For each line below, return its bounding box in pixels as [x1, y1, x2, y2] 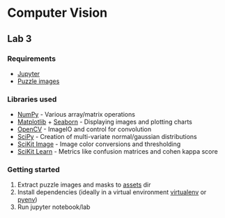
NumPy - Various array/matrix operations [17, 110, 136, 119]
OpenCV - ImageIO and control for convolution [17, 125, 152, 133]
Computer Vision [7, 5, 108, 21]
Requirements [7, 54, 56, 64]
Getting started [7, 165, 61, 175]
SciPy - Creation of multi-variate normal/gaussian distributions [17, 133, 197, 141]
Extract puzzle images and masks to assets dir [17, 180, 151, 189]
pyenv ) [17, 196, 38, 204]
